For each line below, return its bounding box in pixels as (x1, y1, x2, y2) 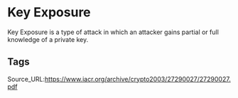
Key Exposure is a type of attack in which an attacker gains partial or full (7, 28, 219, 36)
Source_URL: (7, 75, 45, 83)
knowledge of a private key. (7, 35, 89, 43)
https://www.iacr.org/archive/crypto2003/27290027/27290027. (45, 75, 231, 83)
